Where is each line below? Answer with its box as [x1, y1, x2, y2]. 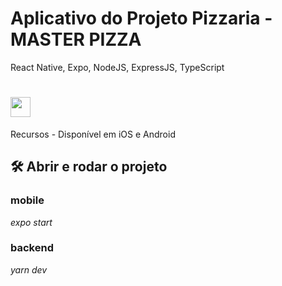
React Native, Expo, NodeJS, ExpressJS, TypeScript [10, 61, 225, 73]
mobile [10, 193, 45, 207]
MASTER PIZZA [10, 28, 142, 51]
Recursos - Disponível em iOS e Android [10, 128, 176, 140]
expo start [10, 216, 53, 228]
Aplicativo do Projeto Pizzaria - [10, 7, 273, 30]
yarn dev [10, 263, 48, 276]
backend [10, 241, 54, 255]
